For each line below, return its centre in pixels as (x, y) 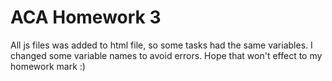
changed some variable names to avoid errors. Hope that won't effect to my (166, 55)
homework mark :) (48, 66)
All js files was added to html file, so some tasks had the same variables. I (161, 45)
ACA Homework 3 (86, 17)
